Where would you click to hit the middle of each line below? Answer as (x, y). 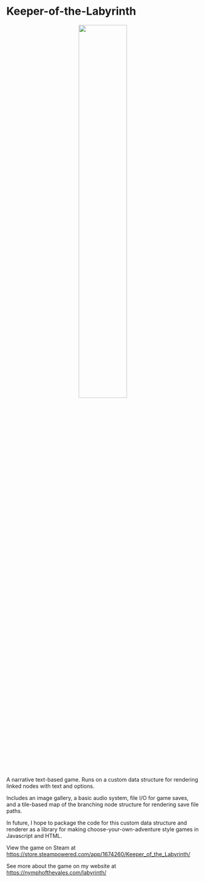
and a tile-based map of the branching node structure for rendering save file (102, 804)
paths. (14, 811)
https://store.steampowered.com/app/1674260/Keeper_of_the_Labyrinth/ (99, 854)
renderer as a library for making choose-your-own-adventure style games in (102, 829)
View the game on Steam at (41, 847)
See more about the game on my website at (61, 866)
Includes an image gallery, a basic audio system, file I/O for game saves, (98, 798)
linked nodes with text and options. (50, 786)
